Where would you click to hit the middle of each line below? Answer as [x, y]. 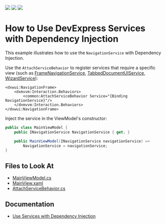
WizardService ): [22, 78]
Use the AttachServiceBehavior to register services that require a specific [80, 68]
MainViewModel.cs [32, 178]
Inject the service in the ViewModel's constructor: [56, 118]
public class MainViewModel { [37, 127]
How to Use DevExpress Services [75, 29]
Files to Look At [29, 166]
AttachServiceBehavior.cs [39, 189]
